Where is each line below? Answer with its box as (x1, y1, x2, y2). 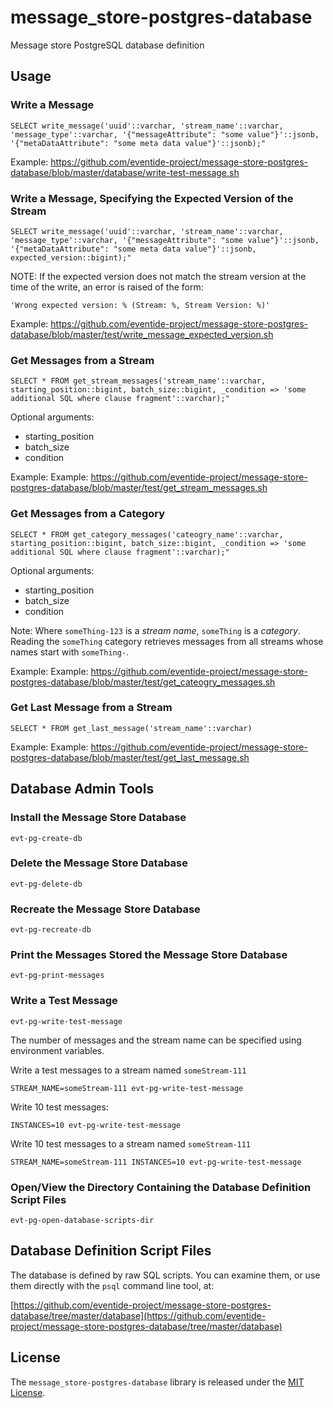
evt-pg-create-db (10, 833, 83, 843)
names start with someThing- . (10, 646, 130, 658)
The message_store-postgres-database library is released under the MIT (10, 1376, 305, 1388)
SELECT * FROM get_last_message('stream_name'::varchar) (10, 723, 253, 733)
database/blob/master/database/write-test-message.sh (10, 166, 240, 178)
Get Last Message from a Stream (10, 701, 173, 715)
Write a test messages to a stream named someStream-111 (10, 1064, 247, 1076)
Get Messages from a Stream (10, 353, 155, 367)
